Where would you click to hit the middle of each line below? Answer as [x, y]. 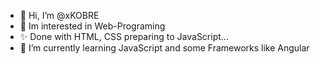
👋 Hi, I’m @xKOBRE [59, 15]
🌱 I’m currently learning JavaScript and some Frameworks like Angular [164, 48]
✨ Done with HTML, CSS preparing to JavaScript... [124, 36]
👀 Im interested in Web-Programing [92, 26]
